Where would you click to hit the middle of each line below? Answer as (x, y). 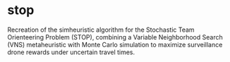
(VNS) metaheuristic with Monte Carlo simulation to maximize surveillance (115, 44)
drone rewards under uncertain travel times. (71, 52)
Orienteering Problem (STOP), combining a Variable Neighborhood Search (115, 37)
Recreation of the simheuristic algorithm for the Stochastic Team (101, 30)
